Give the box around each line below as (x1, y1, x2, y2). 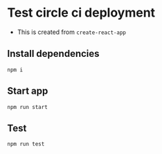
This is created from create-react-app (17, 28, 127, 36)
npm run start (7, 103, 48, 110)
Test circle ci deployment (7, 5, 156, 21)
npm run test (7, 141, 45, 148)
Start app (7, 85, 48, 97)
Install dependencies (7, 48, 100, 60)
